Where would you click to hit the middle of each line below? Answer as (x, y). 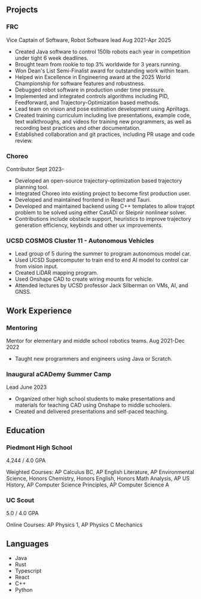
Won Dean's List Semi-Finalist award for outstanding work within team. (102, 71)
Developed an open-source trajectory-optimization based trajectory (98, 180)
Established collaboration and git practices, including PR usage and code (105, 134)
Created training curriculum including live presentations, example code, (103, 115)
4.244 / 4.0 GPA (26, 460)
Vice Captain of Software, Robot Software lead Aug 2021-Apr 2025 (89, 40)
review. (24, 141)
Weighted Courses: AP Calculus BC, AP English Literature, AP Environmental (100, 472)
